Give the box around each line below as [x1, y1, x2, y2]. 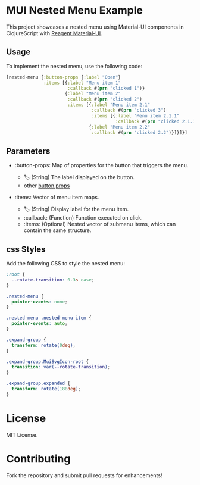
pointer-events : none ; [11, 299, 68, 305]
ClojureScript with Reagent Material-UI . [6, 29, 102, 36]
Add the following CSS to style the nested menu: [6, 260, 125, 267]
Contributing [6, 452, 71, 465]
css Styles [6, 244, 46, 254]
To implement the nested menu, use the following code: [6, 62, 143, 70]
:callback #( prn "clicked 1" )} [67, 85, 145, 91]
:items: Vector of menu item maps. [14, 194, 99, 201]
